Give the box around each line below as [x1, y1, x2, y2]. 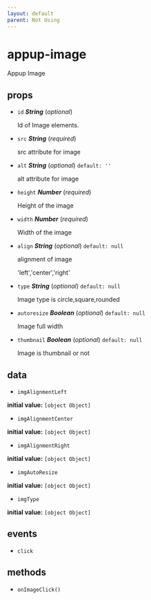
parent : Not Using [7, 17, 60, 24]
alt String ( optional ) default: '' [17, 161, 112, 170]
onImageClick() [17, 586, 61, 593]
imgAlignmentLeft [17, 389, 68, 396]
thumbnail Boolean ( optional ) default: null [17, 336, 143, 344]
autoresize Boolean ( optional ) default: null [17, 309, 146, 317]
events [7, 528, 38, 540]
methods [7, 567, 47, 579]
